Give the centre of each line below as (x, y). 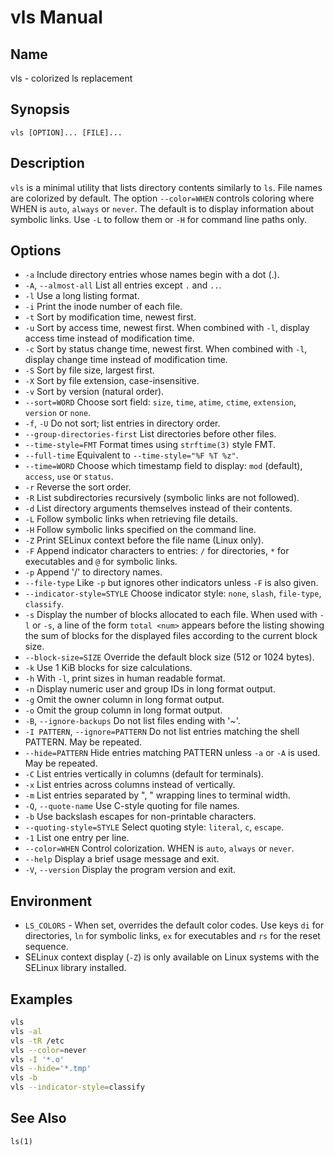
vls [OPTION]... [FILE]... (66, 132)
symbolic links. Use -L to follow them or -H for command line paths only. (159, 219)
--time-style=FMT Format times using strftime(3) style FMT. (150, 445)
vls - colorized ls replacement (71, 78)
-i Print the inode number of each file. (103, 307)
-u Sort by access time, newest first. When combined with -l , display (167, 328)
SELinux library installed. (75, 968)
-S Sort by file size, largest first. (89, 370)
